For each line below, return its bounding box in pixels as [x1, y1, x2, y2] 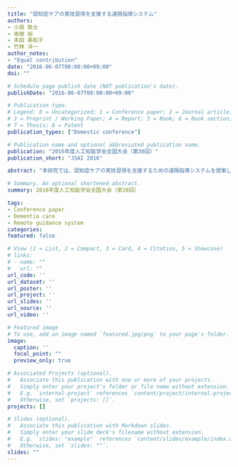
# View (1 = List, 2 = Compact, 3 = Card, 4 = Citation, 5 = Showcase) [7, 246, 223, 253]
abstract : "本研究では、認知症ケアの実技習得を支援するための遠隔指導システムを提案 [7, 167, 227, 175]
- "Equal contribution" [7, 57, 78, 64]
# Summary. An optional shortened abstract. [7, 180, 141, 187]
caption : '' [13, 344, 50, 351]
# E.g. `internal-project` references [7, 390, 129, 397]
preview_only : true [13, 357, 72, 364]
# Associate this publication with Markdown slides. [7, 422, 173, 429]
